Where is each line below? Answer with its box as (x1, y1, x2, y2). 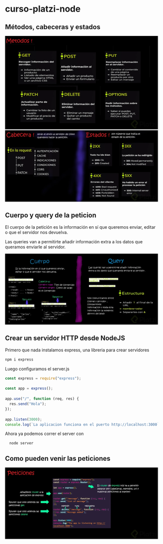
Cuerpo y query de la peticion (5, 211, 97, 219)
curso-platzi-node (5, 3, 81, 15)
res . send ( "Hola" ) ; (9, 401, 47, 407)
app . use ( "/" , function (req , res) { (5, 397, 79, 401)
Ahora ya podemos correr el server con (5, 431, 84, 436)
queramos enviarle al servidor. (5, 244, 66, 250)
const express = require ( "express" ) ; (5, 376, 81, 381)
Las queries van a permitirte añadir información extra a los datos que (5, 238, 143, 244)
